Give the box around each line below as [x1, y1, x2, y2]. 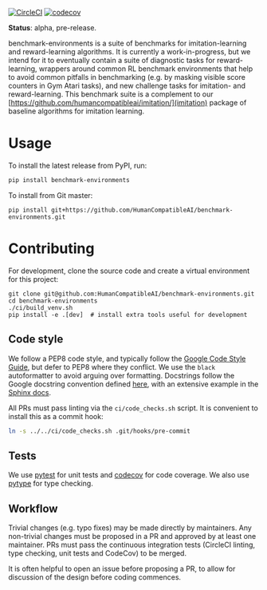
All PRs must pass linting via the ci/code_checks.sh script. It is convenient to [8, 403, 259, 413]
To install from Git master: [8, 190, 93, 200]
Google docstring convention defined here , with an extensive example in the [8, 379, 259, 389]
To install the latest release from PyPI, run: [8, 160, 147, 170]
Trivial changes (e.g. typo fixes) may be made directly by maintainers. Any [8, 523, 253, 533]
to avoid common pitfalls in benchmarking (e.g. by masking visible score [8, 73, 245, 81]
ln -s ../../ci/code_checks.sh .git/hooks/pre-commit [8, 427, 191, 435]
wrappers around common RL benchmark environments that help [38, 64, 253, 73]
